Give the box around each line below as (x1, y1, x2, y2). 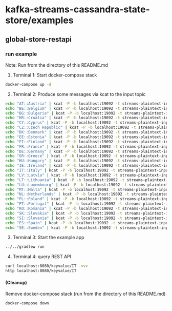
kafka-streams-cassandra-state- (5, 4, 150, 15)
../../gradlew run (5, 244, 45, 249)
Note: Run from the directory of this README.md (5, 62, 109, 68)
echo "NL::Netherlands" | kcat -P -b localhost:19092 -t (5, 191, 130, 197)
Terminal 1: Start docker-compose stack (12, 72, 97, 78)
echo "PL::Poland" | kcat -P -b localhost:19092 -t (5, 197, 118, 202)
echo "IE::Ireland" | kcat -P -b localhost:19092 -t (5, 163, 120, 168)
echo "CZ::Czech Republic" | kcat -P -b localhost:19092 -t (5, 125, 137, 130)
